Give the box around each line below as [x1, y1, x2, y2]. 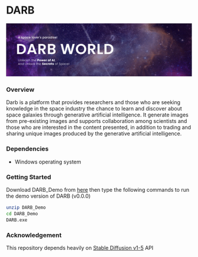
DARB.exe [6, 217, 28, 223]
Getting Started [6, 173, 51, 181]
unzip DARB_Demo [6, 205, 46, 211]
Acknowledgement [6, 231, 62, 239]
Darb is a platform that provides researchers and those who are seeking [6, 99, 181, 106]
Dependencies [6, 145, 49, 153]
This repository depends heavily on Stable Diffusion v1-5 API [6, 244, 154, 251]
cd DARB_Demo [6, 211, 38, 216]
